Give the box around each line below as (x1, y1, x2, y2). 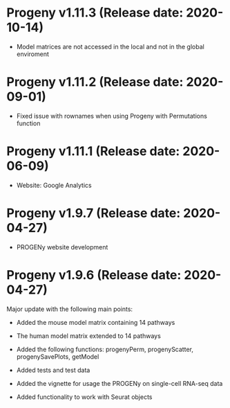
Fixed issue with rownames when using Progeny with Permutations (16, 112, 208, 120)
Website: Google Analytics (16, 181, 92, 189)
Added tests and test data (16, 366, 90, 374)
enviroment (16, 50, 49, 58)
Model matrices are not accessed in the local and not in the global (16, 42, 204, 51)
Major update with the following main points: (6, 305, 133, 313)
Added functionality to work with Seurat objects (16, 393, 153, 401)
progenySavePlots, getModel (16, 352, 99, 361)
